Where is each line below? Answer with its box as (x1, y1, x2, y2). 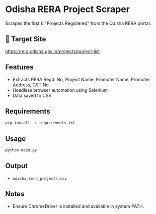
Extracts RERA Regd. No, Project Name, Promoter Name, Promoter (12, 76, 150, 82)
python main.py (5, 148, 37, 153)
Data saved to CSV (12, 92, 52, 98)
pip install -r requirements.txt (5, 120, 75, 126)
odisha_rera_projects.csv (12, 176, 67, 181)
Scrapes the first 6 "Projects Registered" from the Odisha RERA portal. (5, 20, 151, 26)
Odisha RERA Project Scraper (5, 4, 130, 15)
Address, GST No (12, 82, 49, 88)
